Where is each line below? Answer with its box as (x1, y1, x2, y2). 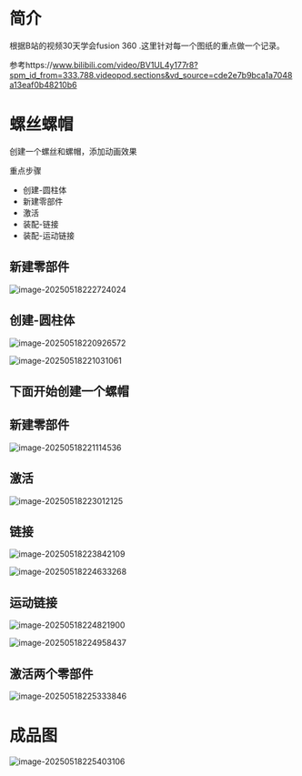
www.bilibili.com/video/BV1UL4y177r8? (52, 59, 198, 70)
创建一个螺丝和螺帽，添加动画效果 (9, 146, 137, 156)
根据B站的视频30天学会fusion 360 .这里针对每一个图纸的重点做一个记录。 (9, 40, 285, 51)
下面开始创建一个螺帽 (9, 383, 129, 398)
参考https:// (9, 59, 53, 70)
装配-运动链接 (22, 229, 75, 241)
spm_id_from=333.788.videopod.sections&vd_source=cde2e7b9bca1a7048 (9, 69, 293, 80)
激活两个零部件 (9, 666, 94, 681)
